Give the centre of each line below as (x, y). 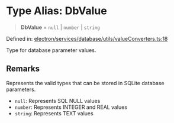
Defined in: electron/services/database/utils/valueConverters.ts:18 (87, 38)
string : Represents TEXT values (54, 113)
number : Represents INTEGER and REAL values (71, 107)
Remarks (23, 69)
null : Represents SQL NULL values (57, 101)
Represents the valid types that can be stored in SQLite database (85, 83)
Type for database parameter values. (51, 50)
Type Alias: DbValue (57, 11)
